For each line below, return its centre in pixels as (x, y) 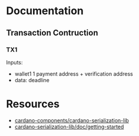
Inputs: (14, 62)
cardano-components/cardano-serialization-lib (72, 120)
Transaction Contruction (52, 33)
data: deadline (32, 80)
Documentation (45, 11)
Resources (33, 104)
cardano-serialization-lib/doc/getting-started (69, 127)
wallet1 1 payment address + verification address (74, 74)
